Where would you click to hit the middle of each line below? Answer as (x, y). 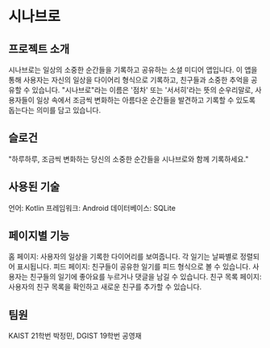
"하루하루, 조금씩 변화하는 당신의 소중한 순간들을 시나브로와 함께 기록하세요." (129, 159)
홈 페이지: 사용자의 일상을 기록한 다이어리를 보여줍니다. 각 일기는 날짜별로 (123, 257)
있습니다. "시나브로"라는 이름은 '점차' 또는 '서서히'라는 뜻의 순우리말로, (143, 90)
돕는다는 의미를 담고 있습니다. (55, 110)
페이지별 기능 (39, 236)
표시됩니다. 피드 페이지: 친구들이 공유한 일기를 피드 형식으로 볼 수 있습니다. (134, 266)
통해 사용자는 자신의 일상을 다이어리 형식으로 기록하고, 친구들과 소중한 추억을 (129, 80)
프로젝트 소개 (39, 49)
